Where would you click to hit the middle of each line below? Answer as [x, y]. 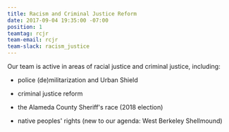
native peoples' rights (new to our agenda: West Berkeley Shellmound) [120, 121]
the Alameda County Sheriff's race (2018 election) [90, 107]
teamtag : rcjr [28, 33]
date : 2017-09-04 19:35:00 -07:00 [58, 20]
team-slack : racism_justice [49, 46]
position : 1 [25, 27]
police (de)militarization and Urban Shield [78, 80]
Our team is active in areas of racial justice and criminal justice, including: [114, 66]
